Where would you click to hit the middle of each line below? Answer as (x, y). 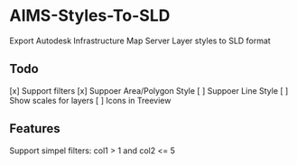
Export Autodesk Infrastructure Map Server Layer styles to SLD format (140, 41)
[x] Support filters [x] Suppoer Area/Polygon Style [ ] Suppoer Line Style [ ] (149, 90)
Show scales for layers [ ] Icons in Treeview (90, 100)
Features (35, 128)
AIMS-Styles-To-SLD (90, 16)
